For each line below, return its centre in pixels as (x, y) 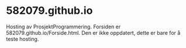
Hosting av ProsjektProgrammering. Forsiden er (63, 27)
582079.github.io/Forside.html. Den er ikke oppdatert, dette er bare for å (93, 32)
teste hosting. (23, 39)
